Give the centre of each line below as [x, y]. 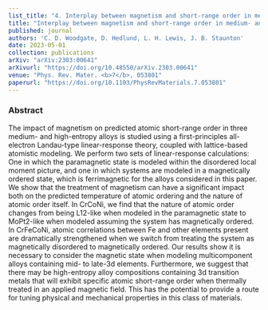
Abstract [26, 110]
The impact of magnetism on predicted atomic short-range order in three [128, 128]
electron [22, 145]
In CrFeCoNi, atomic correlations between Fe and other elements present [128, 229]
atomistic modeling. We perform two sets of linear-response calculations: [129, 153]
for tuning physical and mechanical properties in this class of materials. [126, 297]
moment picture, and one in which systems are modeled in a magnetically [129, 170]
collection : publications [51, 53]
